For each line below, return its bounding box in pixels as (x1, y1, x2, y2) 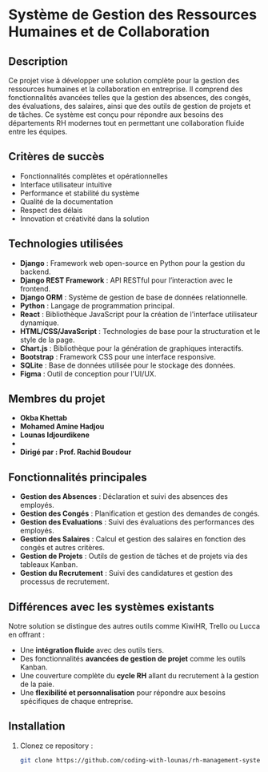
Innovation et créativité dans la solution (19, 214, 150, 223)
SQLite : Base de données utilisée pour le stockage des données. (19, 360, 236, 370)
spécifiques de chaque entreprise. (19, 697, 134, 706)
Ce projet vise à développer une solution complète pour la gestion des (8, 76, 240, 85)
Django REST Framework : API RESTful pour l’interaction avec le (19, 275, 234, 285)
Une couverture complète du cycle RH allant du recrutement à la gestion (19, 671, 259, 681)
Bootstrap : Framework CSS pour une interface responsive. (19, 352, 216, 361)
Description (8, 54, 68, 68)
